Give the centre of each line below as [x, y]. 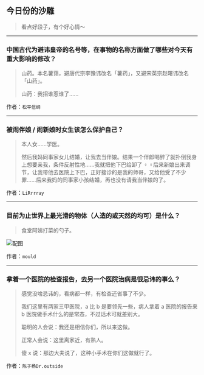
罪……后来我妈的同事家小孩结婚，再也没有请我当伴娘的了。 [95, 180]
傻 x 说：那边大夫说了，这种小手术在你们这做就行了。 [88, 353]
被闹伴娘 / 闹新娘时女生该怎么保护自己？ [65, 130]
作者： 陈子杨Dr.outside [35, 366]
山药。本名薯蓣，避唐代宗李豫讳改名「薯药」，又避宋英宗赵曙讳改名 [105, 73]
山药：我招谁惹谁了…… [50, 94]
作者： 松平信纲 [23, 107]
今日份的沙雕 [30, 11]
